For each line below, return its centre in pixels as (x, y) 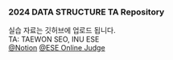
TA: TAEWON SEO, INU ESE (54, 39)
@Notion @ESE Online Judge (57, 48)
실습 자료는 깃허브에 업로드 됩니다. (62, 30)
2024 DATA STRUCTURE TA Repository (86, 12)
